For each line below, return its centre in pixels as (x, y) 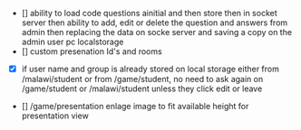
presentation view (55, 116)
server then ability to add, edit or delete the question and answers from (155, 23)
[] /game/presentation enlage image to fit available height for (135, 107)
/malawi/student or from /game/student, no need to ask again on (142, 79)
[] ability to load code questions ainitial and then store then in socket (149, 13)
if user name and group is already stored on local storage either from (150, 69)
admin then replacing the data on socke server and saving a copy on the (156, 32)
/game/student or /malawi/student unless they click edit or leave (142, 88)
